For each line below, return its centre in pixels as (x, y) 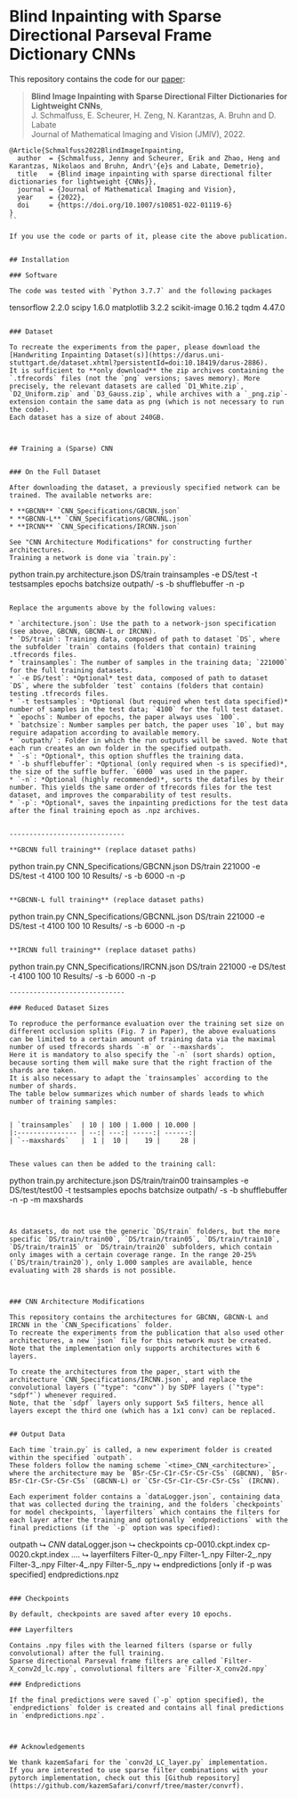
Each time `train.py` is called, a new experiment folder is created (141, 1450)
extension (28, 402)
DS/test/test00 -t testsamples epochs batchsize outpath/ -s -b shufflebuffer (148, 1190)
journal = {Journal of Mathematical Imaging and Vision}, (127, 189)
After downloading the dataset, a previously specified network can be (144, 488)
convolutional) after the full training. (87, 1653)
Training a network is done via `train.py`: (93, 558)
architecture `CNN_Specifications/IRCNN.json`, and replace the (131, 1379)
